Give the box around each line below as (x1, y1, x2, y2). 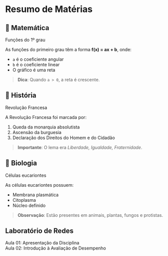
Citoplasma (12, 197, 36, 203)
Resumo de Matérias (5, 4, 93, 15)
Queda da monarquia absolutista (12, 124, 80, 130)
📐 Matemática (5, 24, 49, 32)
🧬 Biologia (5, 159, 37, 168)
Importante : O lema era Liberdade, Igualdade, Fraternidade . (17, 144, 142, 150)
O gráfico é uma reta (12, 67, 56, 73)
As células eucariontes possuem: (5, 182, 74, 188)
